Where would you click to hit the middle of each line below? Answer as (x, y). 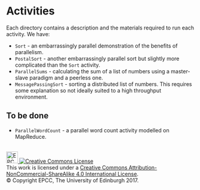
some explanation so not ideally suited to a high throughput (88, 90)
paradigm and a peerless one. (66, 78)
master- (180, 71)
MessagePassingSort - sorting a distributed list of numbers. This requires (103, 84)
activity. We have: (28, 34)
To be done (28, 116)
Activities (31, 11)
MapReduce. (31, 136)
